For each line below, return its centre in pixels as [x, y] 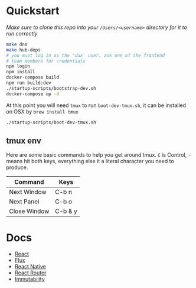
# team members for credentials [46, 61]
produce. [17, 167]
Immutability [30, 279]
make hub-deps [24, 50]
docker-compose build [33, 77]
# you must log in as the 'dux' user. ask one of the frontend [86, 55]
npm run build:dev [29, 83]
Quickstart [33, 11]
